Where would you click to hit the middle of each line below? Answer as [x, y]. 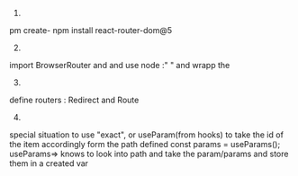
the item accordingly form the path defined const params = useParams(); [145, 144]
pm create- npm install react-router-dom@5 [91, 30]
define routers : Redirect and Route [74, 100]
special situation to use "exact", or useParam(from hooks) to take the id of [146, 135]
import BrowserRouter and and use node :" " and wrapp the [120, 65]
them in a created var [49, 163]
